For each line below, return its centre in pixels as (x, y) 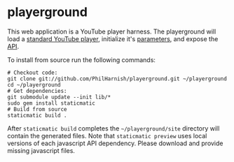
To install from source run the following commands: (82, 59)
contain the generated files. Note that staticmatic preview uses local (107, 135)
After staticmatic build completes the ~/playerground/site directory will (113, 128)
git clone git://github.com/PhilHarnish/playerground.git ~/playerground (117, 79)
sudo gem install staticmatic (51, 103)
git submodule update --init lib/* (59, 97)
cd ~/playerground (34, 84)
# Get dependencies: (37, 91)
